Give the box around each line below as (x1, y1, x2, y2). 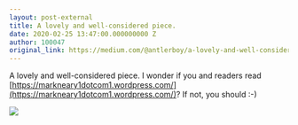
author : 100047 (9, 37, 66, 47)
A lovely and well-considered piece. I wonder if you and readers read (9, 70, 262, 81)
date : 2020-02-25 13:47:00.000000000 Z (9, 29, 157, 38)
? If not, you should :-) (176, 90, 257, 100)
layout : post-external (9, 12, 93, 22)
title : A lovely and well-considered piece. (9, 21, 176, 30)
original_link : (9, 46, 66, 55)
